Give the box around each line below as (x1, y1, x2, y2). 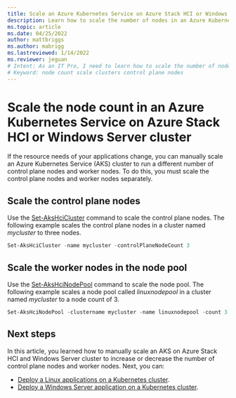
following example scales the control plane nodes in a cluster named (7, 221, 206, 230)
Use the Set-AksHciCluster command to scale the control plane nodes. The (7, 213, 225, 222)
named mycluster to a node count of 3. (7, 295, 119, 303)
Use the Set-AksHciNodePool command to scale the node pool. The (7, 280, 204, 288)
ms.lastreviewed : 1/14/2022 (7, 50, 90, 57)
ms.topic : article (7, 23, 61, 30)
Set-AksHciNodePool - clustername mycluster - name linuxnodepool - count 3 (7, 308, 228, 316)
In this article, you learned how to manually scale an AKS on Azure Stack (7, 347, 218, 355)
